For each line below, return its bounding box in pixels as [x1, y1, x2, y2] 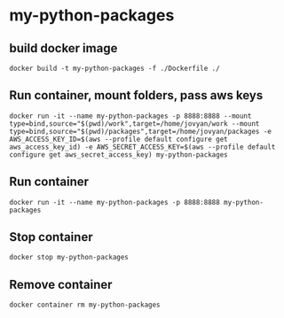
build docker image [9, 41, 118, 56]
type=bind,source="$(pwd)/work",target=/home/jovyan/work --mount [9, 119, 260, 128]
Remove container [9, 276, 113, 292]
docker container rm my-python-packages [9, 300, 162, 310]
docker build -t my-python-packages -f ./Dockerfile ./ [9, 64, 220, 73]
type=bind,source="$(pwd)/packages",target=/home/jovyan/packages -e [9, 127, 272, 136]
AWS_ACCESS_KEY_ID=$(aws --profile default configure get [9, 135, 228, 143]
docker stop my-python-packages [9, 253, 129, 262]
